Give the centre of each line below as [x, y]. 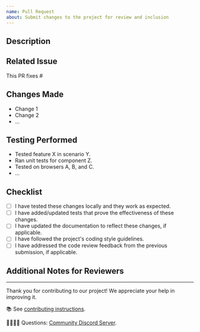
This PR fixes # [25, 75]
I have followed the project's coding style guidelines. [79, 239]
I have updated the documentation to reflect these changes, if [90, 226]
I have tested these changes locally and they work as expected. [93, 206]
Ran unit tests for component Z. [54, 160]
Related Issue [32, 61]
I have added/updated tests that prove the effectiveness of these [94, 213]
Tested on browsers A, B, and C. [54, 167]
